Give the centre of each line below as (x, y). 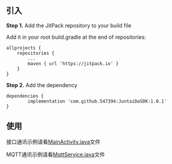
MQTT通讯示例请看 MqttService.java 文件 (56, 154)
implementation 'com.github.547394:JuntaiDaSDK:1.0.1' (97, 101)
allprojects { (24, 48)
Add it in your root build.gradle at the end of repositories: (76, 37)
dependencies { (25, 96)
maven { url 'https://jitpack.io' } (73, 64)
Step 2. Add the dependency (42, 85)
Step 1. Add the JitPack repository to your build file (69, 25)
